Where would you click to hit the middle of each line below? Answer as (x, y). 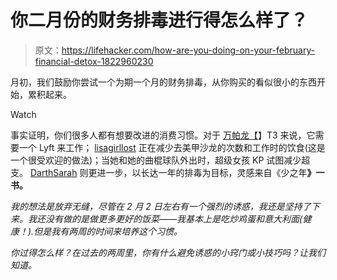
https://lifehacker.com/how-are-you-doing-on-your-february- (188, 50)
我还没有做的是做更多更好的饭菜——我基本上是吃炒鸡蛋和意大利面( (165, 218)
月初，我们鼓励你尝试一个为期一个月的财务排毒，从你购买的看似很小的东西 (163, 82)
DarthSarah (53, 172)
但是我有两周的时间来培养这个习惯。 (108, 231)
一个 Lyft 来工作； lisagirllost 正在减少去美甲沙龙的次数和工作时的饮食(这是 (172, 147)
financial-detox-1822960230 (94, 61)
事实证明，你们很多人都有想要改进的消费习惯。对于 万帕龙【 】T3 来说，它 (163, 135)
